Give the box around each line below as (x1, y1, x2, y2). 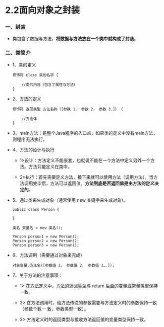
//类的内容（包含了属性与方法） (21, 82, 78, 87)
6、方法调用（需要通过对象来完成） (12, 252, 85, 258)
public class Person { (12, 207, 59, 212)
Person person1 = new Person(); (12, 234, 79, 239)
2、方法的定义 (12, 95, 42, 102)
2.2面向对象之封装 (5, 4, 80, 16)
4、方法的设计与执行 (12, 147, 55, 153)
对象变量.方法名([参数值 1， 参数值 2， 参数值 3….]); (12, 263, 115, 268)
